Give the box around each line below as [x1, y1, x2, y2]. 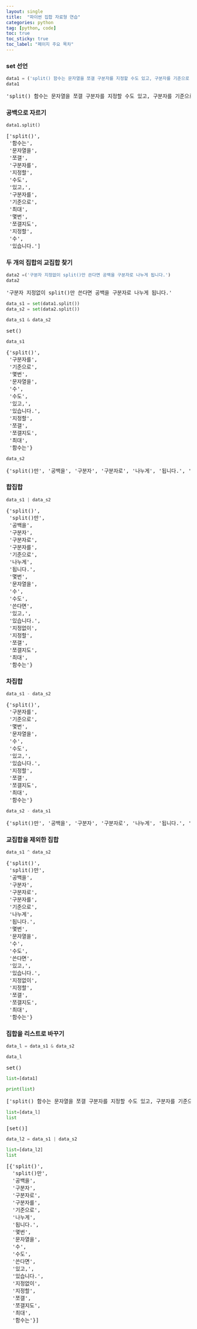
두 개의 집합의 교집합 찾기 [6, 259, 73, 267]
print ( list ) [6, 1086, 35, 1092]
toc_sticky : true [6, 36, 49, 42]
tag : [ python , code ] [6, 25, 57, 31]
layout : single [6, 8, 43, 15]
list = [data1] [6, 1075, 38, 1082]
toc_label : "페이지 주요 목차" [6, 42, 74, 48]
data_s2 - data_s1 [6, 808, 51, 814]
